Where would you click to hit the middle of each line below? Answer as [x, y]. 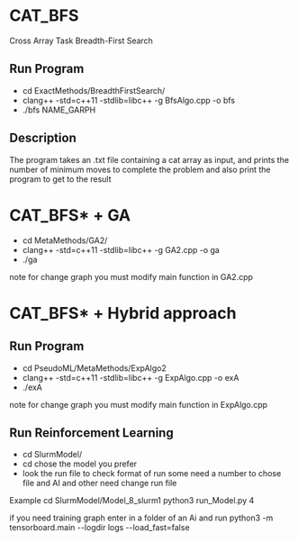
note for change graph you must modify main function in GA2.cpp [131, 276]
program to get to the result [60, 179]
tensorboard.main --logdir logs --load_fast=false [100, 528]
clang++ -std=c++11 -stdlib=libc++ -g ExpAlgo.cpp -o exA [131, 377]
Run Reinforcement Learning [91, 433]
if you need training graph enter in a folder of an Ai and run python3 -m [141, 518]
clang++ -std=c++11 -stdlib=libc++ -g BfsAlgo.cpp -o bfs [129, 100]
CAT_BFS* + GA [70, 215]
